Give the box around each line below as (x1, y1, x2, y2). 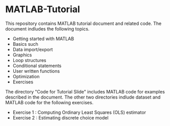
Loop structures (12, 57, 46, 63)
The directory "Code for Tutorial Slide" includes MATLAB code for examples (5, 88, 165, 94)
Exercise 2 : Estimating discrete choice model (12, 114, 109, 120)
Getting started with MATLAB (12, 36, 74, 42)
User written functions (12, 68, 60, 74)
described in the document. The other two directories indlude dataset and (5, 94, 161, 100)
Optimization (12, 73, 40, 79)
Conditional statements (12, 62, 62, 69)
